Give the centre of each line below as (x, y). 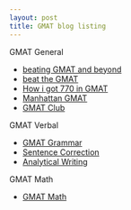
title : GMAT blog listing (57, 26)
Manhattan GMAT (55, 98)
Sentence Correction (61, 152)
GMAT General (37, 51)
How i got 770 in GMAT (65, 88)
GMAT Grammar (52, 142)
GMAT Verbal (34, 125)
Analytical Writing (55, 161)
